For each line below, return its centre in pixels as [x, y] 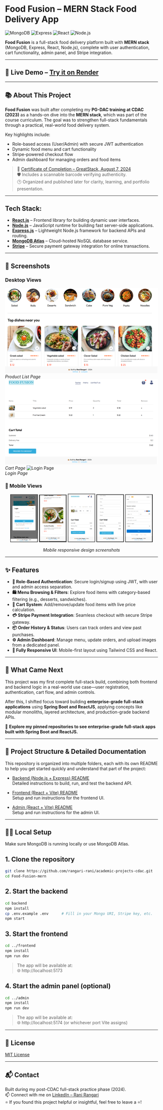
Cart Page [15, 468]
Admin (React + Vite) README [42, 807]
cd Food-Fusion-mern [26, 876]
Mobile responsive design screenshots [81, 550]
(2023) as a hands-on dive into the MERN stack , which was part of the [76, 115]
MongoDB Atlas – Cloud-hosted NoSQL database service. [70, 241]
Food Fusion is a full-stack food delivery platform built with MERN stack [77, 42]
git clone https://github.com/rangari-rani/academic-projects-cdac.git [79, 871]
